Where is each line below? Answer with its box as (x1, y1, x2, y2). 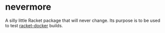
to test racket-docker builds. (5, 22, 63, 28)
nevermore (5, 1, 52, 13)
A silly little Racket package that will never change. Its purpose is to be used (5, 17, 161, 23)
